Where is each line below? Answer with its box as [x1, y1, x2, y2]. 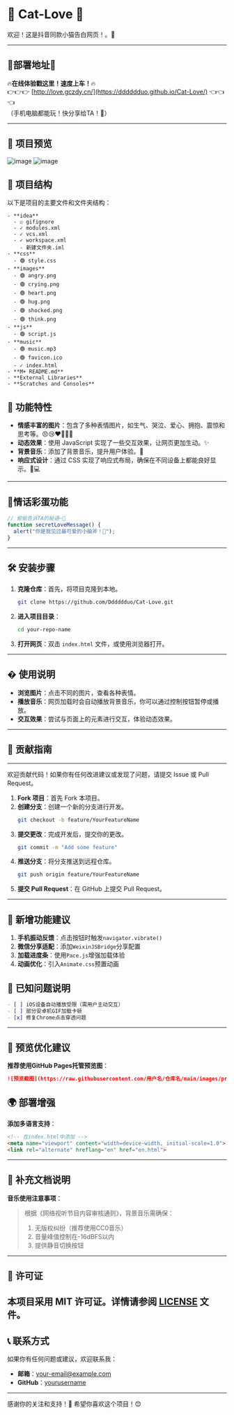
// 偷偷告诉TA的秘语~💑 [7, 515, 66, 522]
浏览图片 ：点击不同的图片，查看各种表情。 [17, 688, 140, 697]
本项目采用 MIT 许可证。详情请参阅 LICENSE [7, 1296, 198, 1308]
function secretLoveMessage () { [7, 521, 101, 528]
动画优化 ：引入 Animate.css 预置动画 [17, 960, 120, 968]
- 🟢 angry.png [13, 272, 57, 279]
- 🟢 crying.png [13, 281, 60, 288]
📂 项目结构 [7, 178, 52, 191]
